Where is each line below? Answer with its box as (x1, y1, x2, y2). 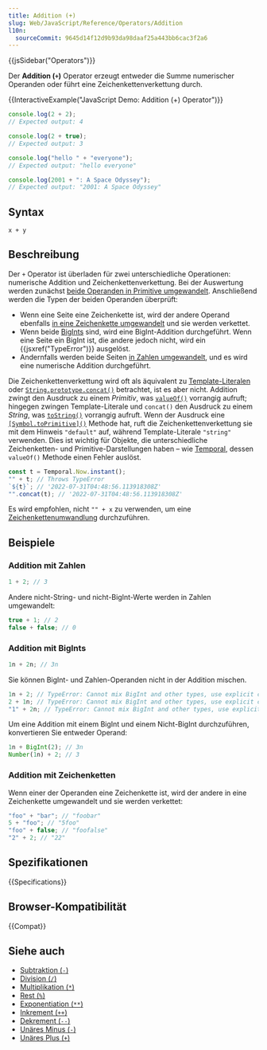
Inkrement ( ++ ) (19, 1008, 68, 1017)
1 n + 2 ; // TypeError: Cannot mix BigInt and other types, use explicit (8, 690, 254, 698)
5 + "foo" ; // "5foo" (8, 819, 80, 827)
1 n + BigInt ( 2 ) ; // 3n (8, 743, 83, 751)
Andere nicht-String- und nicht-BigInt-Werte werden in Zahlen (8, 592, 212, 601)
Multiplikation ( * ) (19, 982, 75, 992)
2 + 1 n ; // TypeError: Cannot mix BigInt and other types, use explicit (8, 698, 254, 706)
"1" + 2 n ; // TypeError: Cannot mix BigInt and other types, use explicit (8, 705, 261, 713)
